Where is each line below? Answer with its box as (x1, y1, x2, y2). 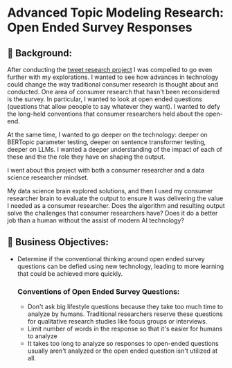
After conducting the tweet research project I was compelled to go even (7, 66, 213, 73)
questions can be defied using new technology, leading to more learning (17, 262, 224, 270)
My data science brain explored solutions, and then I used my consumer (7, 187, 213, 195)
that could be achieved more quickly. (17, 269, 123, 278)
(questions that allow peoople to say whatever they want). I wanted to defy (7, 103, 220, 110)
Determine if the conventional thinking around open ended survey (17, 254, 206, 263)
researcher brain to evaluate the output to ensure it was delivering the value (7, 194, 224, 202)
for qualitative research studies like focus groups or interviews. (27, 317, 208, 326)
